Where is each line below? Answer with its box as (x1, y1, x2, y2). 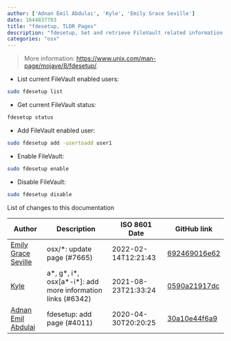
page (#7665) (47, 252, 93, 262)
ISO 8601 (120, 220, 153, 229)
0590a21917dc (167, 281, 220, 290)
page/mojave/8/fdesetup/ (23, 62, 97, 70)
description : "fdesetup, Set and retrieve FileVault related (7, 29, 186, 36)
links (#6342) (47, 294, 91, 303)
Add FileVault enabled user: (16, 126, 96, 134)
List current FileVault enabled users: (16, 75, 119, 83)
